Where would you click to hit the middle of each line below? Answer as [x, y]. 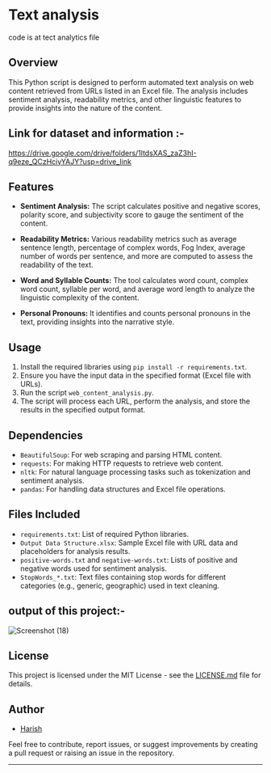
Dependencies [46, 435]
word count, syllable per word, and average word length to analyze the [138, 289]
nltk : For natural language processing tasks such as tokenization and [135, 472]
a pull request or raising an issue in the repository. [92, 753]
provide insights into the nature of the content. [85, 108]
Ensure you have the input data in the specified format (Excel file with [135, 376]
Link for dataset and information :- [96, 134]
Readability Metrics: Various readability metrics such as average [128, 239]
